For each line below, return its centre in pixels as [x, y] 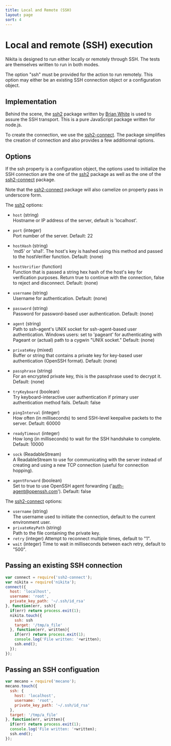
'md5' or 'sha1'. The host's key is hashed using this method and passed [88, 251]
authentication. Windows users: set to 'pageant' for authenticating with [87, 335]
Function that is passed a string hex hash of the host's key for [78, 272]
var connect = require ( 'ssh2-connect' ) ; [49, 577]
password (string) [30, 308]
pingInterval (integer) [36, 412]
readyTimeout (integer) [36, 433]
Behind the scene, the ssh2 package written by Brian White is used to [78, 114]
